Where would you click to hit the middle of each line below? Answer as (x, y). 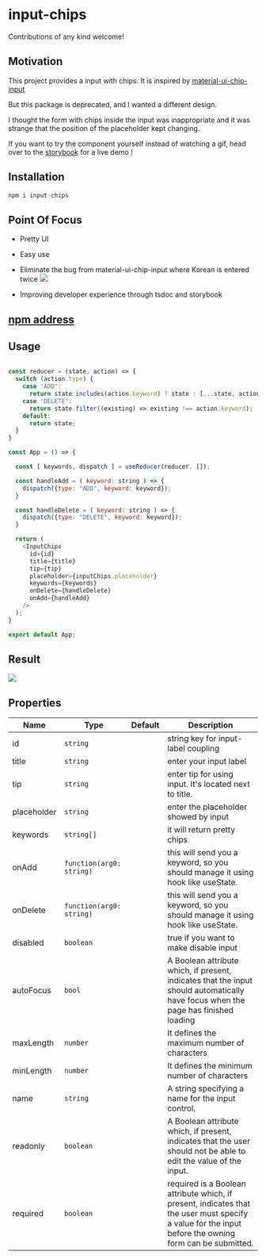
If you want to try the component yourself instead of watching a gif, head (127, 144)
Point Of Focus (46, 220)
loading (181, 1020)
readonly (29, 1146)
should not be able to (207, 1151)
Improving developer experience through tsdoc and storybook (121, 294)
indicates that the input (210, 981)
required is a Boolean (207, 1184)
